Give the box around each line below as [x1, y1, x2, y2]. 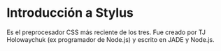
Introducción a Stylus [6, 5, 134, 21]
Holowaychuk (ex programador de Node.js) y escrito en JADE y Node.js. [6, 35, 215, 43]
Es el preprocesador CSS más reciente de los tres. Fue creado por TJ [6, 28, 206, 36]
